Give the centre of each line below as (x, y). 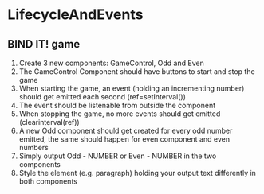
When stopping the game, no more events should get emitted (120, 114)
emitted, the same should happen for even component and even (124, 139)
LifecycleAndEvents (75, 15)
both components (48, 181)
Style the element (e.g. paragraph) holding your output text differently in (138, 173)
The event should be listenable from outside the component (117, 105)
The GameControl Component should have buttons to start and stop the (137, 72)
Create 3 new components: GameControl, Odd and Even (111, 63)
